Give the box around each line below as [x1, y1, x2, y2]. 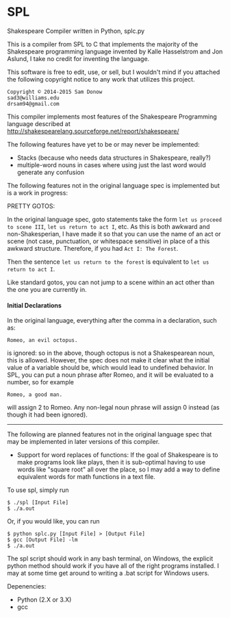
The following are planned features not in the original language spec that [7, 430, 212, 438]
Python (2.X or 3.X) [16, 595, 72, 604]
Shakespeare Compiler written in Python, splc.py [7, 27, 145, 35]
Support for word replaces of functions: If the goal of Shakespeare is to [16, 451, 219, 459]
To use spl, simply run [7, 486, 70, 494]
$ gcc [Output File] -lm [7, 536, 78, 543]
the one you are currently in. [7, 285, 87, 293]
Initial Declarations [7, 301, 62, 309]
